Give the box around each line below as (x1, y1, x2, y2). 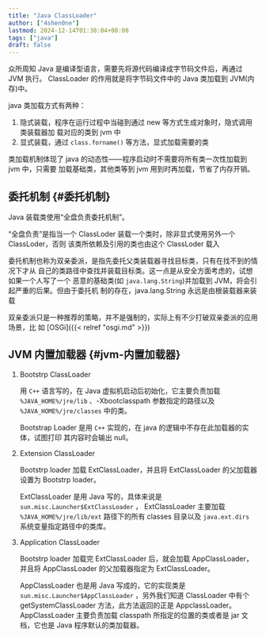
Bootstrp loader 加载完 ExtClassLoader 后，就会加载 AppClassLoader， (19, 554, 253, 563)
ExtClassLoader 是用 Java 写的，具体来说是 (19, 492, 162, 501)
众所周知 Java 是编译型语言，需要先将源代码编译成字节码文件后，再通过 (8, 64, 243, 74)
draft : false (8, 41, 51, 49)
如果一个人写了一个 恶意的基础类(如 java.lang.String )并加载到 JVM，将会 (8, 276, 251, 285)
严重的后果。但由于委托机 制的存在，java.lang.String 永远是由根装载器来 (14, 285, 250, 295)
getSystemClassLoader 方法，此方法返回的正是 (19, 600, 174, 610)
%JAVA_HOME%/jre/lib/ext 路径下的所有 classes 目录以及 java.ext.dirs (19, 512, 249, 521)
